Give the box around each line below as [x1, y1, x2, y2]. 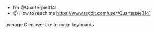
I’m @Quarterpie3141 [12, 5, 57, 10]
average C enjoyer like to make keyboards [5, 22, 94, 27]
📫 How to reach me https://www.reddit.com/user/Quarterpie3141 [12, 10, 151, 16]
